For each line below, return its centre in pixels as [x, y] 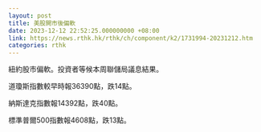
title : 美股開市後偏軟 [42, 23]
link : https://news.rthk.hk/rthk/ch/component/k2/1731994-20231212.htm [130, 38]
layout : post [30, 16]
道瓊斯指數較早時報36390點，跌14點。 [72, 86]
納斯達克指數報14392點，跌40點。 [65, 103]
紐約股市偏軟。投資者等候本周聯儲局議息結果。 [86, 70]
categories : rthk [37, 46]
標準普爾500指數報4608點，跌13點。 [69, 120]
